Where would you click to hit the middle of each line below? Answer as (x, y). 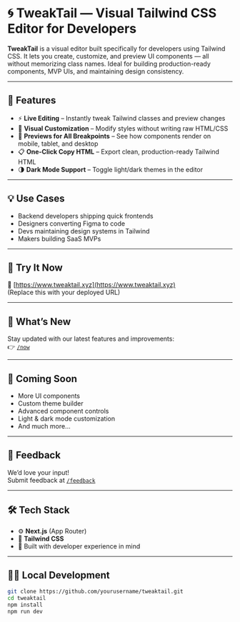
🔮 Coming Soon (42, 379)
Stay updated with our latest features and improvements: (91, 339)
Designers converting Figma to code (71, 224)
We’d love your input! (38, 472)
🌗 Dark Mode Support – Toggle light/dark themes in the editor (110, 169)
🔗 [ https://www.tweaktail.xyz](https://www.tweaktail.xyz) (92, 285)
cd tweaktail (27, 598)
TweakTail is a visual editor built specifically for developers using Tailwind (116, 49)
